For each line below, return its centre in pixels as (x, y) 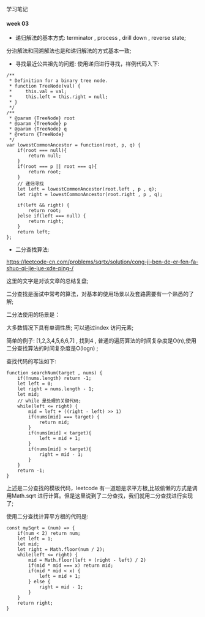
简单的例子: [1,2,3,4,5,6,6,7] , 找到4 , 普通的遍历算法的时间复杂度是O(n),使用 (102, 341)
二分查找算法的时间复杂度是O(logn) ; (52, 349)
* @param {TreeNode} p (38, 124)
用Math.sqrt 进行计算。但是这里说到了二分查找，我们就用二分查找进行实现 (100, 496)
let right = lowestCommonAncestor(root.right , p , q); (90, 195)
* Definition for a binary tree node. (58, 81)
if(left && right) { (43, 205)
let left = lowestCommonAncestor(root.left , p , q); (87, 189)
